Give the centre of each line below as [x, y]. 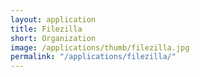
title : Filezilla [46, 29]
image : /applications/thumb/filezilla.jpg [100, 47]
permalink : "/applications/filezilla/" [93, 57]
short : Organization [53, 38]
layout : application [53, 19]
